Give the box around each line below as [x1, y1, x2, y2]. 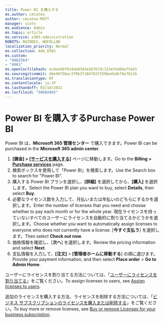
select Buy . [12, 190, 35, 196]
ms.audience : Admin [5, 26, 45, 31]
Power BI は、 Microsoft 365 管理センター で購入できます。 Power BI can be [5, 140, 158, 146]
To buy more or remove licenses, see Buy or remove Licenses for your [14, 306, 156, 312]
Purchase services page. [12, 161, 64, 168]
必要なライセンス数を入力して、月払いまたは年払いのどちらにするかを [12, 196, 154, 202]
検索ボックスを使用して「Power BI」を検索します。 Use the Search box [12, 167, 156, 173]
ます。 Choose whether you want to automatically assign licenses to [21, 221, 158, 227]
